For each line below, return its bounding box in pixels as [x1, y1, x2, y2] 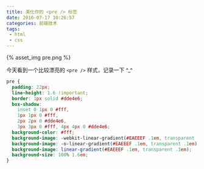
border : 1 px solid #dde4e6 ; [12, 95, 83, 102]
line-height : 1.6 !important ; [12, 89, 88, 96]
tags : [6, 26, 20, 32]
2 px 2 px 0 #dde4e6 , [17, 118, 67, 125]
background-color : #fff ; [12, 129, 75, 136]
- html [9, 32, 26, 38]
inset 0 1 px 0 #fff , [17, 107, 69, 113]
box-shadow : [12, 101, 43, 107]
